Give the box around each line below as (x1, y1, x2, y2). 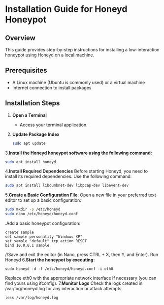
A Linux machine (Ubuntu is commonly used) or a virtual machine (12, 79, 145, 85)
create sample (5, 230, 34, 235)
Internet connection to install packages (12, 85, 92, 90)
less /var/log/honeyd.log (5, 295, 58, 300)
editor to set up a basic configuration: (5, 197, 81, 203)
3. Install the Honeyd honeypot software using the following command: (5, 150, 152, 156)
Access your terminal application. (19, 122, 88, 128)
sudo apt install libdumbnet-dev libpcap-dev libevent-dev (5, 183, 129, 188)
